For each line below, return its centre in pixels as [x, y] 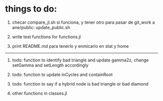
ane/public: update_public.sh [41, 27]
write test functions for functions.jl [46, 37]
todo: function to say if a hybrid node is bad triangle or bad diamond [80, 84]
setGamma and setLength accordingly [50, 65]
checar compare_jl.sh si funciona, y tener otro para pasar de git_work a [83, 22]
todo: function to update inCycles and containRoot [62, 74]
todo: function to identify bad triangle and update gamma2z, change [80, 60]
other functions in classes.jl [40, 93]
